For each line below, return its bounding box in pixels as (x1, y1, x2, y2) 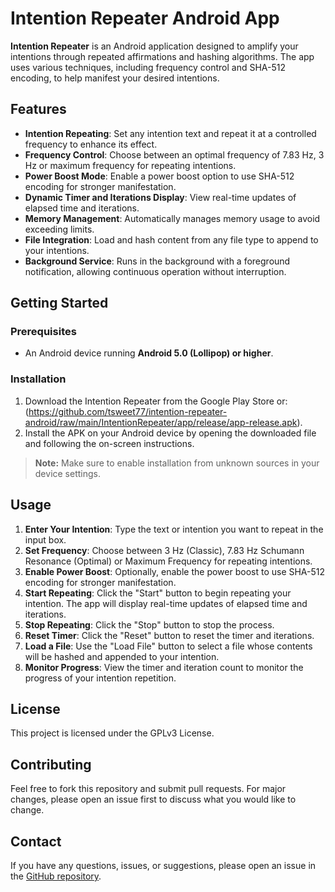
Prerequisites (10, 325, 77, 339)
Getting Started (10, 295, 109, 312)
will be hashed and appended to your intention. (24, 650, 220, 662)
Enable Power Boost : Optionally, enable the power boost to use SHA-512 (24, 565, 326, 577)
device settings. (34, 467, 101, 479)
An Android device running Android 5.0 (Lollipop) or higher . (24, 347, 274, 359)
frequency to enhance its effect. (24, 138, 158, 150)
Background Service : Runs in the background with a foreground (24, 255, 291, 267)
